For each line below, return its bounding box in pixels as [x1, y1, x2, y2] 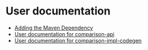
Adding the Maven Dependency [14, 24, 93, 31]
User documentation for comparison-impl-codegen [14, 37, 142, 44]
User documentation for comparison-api [14, 30, 115, 37]
